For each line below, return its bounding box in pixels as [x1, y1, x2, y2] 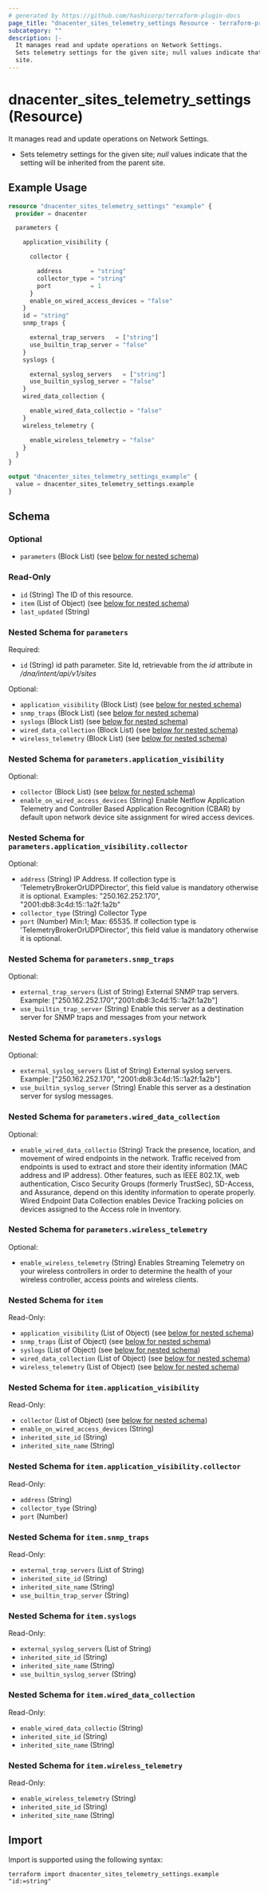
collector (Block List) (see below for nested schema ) [19, 787, 195, 796]
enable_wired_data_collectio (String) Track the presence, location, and [19, 1144, 256, 1154]
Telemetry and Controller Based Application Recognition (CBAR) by [19, 804, 241, 814]
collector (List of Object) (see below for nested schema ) [19, 1416, 208, 1425]
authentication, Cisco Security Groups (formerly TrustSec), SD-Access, [19, 1179, 254, 1188]
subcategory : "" [8, 26, 62, 34]
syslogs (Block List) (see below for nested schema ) [19, 717, 189, 726]
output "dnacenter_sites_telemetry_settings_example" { [8, 472, 198, 481]
